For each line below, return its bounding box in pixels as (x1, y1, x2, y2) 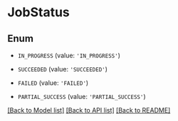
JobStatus (7, 4, 70, 21)
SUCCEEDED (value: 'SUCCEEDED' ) (17, 65, 108, 73)
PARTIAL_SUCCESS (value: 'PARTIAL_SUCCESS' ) (17, 93, 146, 100)
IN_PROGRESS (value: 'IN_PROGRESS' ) (17, 51, 121, 59)
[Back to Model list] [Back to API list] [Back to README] (7, 106, 171, 114)
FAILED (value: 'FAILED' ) (17, 79, 89, 87)
